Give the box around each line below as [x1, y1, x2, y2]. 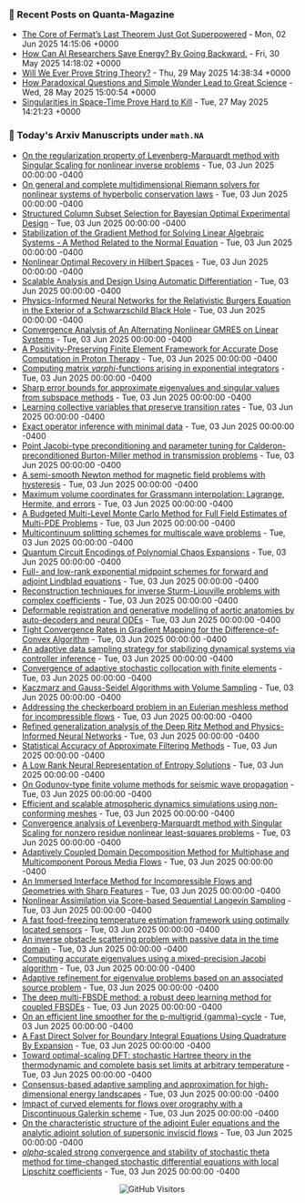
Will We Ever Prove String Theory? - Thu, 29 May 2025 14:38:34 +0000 [21, 67, 291, 78]
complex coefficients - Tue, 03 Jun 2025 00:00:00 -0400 [21, 595, 239, 606]
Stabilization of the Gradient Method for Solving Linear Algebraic [21, 227, 265, 238]
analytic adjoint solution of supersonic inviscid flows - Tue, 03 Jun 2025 [21, 1127, 293, 1137]
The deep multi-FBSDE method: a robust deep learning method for [21, 992, 272, 1003]
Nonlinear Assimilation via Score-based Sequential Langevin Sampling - [21, 894, 292, 905]
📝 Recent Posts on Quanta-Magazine [8, 8, 175, 21]
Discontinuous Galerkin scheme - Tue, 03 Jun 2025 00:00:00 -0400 [21, 1107, 280, 1118]
